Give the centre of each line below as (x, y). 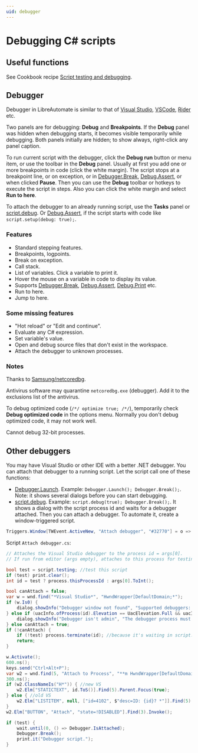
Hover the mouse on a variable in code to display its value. (86, 279)
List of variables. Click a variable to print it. (67, 272)
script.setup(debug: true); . (41, 219)
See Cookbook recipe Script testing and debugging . (69, 77)
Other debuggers (38, 451)
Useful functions (37, 63)
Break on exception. (39, 260)
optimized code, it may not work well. (52, 421)
